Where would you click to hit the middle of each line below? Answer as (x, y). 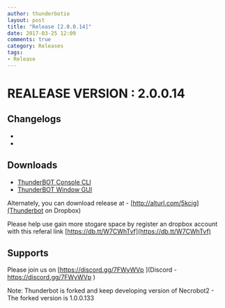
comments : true (29, 40)
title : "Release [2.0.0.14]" (49, 26)
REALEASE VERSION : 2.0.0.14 (96, 93)
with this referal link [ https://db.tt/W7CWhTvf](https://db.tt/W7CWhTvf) (109, 231)
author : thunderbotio (39, 14)
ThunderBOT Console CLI (54, 182)
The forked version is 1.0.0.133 (51, 298)
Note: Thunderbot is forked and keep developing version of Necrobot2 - (111, 291)
